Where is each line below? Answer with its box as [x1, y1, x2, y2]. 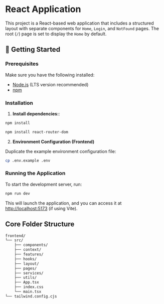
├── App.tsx [14, 280, 39, 285]
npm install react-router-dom [5, 129, 69, 134]
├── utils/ [14, 275, 37, 280]
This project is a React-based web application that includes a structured [5, 20, 154, 26]
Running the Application [5, 170, 66, 177]
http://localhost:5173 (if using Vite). [5, 205, 78, 211]
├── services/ [14, 270, 44, 275]
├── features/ [14, 252, 44, 257]
